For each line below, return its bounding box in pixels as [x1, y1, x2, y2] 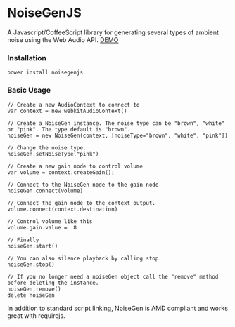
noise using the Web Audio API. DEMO [7, 35, 119, 44]
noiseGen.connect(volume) [7, 187, 83, 194]
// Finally [7, 236, 39, 243]
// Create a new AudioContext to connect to [7, 101, 140, 108]
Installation [7, 53, 47, 62]
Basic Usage [7, 86, 51, 95]
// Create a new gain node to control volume [7, 163, 143, 170]
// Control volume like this [7, 218, 93, 225]
